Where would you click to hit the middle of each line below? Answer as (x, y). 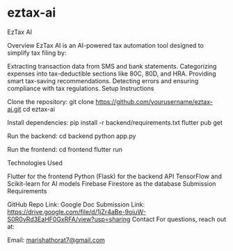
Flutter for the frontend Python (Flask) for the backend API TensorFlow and (115, 176)
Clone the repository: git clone (51, 101)
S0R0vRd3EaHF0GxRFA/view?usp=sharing (69, 219)
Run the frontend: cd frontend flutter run (65, 149)
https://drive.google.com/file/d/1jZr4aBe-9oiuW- (77, 211)
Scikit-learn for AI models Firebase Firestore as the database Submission (112, 183)
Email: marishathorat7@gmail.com (56, 240)
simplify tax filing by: (37, 53)
